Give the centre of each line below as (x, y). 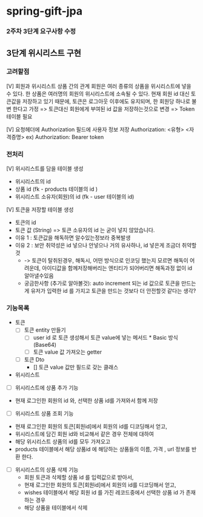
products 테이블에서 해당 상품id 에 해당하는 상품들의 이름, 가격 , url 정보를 (102, 449)
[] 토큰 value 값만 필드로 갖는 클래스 (76, 367)
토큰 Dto (34, 359)
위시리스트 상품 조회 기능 (44, 413)
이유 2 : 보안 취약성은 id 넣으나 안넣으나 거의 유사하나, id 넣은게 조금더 (98, 245)
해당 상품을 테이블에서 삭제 (56, 507)
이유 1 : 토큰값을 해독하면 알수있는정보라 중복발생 (73, 238)
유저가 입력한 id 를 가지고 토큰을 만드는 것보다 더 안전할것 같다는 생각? (113, 291)
